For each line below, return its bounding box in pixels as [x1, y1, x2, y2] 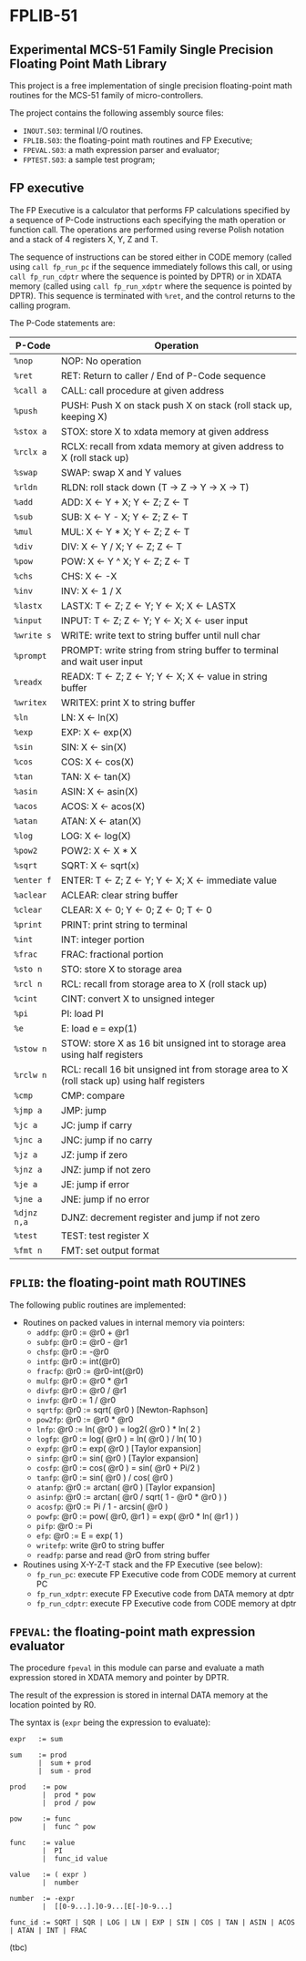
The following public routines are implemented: [9, 1299, 187, 1310]
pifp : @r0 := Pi [36, 1520, 93, 1531]
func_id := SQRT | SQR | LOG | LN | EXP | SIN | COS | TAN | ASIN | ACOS [9, 1918, 296, 1927]
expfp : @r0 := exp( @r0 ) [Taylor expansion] [36, 1443, 202, 1453]
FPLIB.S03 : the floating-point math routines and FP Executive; [22, 135, 253, 146]
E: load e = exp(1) [60, 1022, 138, 1034]
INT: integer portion [60, 933, 145, 946]
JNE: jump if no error [60, 1193, 150, 1206]
